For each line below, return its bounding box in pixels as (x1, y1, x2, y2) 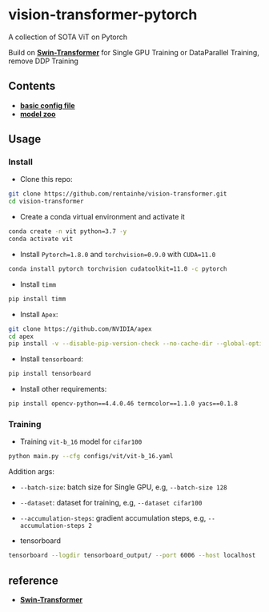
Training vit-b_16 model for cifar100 (19, 437, 143, 446)
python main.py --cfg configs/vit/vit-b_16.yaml (8, 453, 174, 461)
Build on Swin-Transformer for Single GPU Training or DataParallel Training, (8, 47, 260, 57)
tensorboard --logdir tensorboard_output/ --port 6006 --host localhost (8, 551, 256, 560)
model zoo (19, 109, 56, 119)
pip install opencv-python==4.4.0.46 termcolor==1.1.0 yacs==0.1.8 (8, 400, 239, 408)
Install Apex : (19, 309, 58, 319)
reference (8, 574, 58, 587)
